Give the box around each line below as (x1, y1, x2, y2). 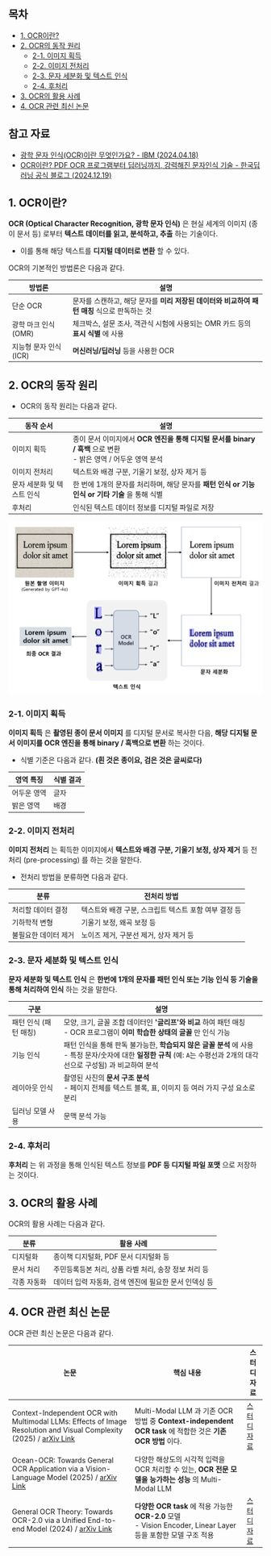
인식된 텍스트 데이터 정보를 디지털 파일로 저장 (72, 503, 215, 512)
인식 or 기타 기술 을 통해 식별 (72, 490, 164, 499)
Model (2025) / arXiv (47, 1473, 117, 1483)
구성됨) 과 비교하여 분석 (84, 1060, 159, 1070)
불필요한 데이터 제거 (11, 930, 75, 940)
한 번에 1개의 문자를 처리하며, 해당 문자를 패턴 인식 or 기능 (72, 479, 256, 490)
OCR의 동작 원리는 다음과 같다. (19, 402, 118, 411)
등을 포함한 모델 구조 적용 (134, 1530, 215, 1540)
